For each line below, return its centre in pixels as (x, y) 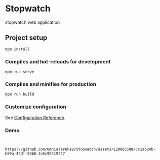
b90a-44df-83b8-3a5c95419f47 (35, 154)
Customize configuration (36, 107)
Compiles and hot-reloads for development (58, 61)
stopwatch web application (33, 22)
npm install (17, 49)
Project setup (26, 38)
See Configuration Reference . (35, 118)
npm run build (20, 94)
